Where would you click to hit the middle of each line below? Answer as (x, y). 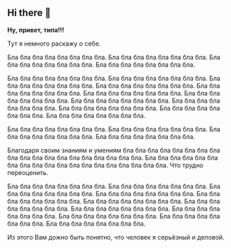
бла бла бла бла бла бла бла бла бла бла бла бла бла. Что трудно (105, 165)
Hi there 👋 (29, 13)
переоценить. (28, 172)
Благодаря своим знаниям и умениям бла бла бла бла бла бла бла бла (114, 150)
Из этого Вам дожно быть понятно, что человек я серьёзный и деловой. (116, 237)
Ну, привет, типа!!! (36, 30)
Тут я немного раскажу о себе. (54, 44)
